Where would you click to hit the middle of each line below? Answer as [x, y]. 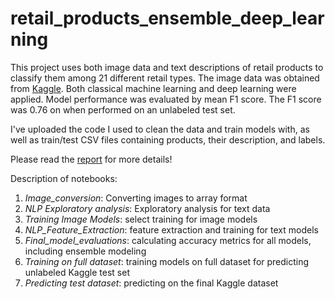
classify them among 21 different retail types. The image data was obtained [165, 78]
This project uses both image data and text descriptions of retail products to [167, 67]
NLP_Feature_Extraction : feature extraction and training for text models [171, 229]
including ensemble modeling [85, 251]
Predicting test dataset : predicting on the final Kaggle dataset [151, 283]
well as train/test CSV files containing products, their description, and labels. [168, 139]
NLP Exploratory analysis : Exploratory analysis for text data [147, 208]
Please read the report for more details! [91, 159]
